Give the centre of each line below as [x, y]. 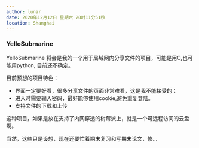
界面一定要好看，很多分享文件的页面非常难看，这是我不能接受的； [96, 90]
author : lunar [24, 12]
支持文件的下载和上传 [41, 105]
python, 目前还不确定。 [45, 65]
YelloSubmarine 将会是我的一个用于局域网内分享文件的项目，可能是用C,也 [97, 58]
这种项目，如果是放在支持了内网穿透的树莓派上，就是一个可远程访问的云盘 [98, 118]
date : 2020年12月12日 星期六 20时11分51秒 [56, 17]
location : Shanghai [30, 23]
